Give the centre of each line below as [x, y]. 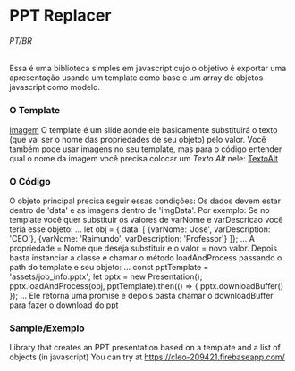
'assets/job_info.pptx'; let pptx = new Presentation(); [106, 276]
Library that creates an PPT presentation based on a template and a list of [145, 348]
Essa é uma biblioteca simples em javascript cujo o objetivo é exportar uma [148, 69]
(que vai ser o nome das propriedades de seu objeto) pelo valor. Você [138, 139]
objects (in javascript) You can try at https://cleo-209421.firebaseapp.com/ [147, 357]
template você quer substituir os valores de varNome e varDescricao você [146, 219]
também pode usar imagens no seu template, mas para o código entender [146, 149]
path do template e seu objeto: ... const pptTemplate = [109, 267]
